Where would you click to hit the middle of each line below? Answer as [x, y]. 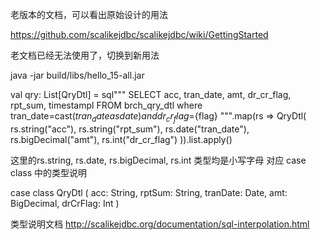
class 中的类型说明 [48, 172]
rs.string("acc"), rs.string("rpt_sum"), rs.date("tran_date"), [130, 129]
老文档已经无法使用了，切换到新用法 [85, 55]
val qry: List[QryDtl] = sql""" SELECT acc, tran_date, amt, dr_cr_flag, [151, 94]
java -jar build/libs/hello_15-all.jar [77, 75]
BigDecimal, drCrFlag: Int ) [65, 203]
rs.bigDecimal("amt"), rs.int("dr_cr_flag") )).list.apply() [121, 139]
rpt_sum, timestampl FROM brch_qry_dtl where [106, 105]
